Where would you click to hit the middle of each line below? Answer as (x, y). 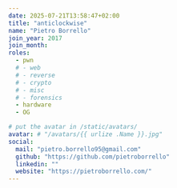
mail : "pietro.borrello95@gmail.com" (78, 149)
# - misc (30, 90)
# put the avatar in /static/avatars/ (73, 127)
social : (21, 142)
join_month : (28, 46)
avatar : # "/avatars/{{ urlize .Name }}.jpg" (85, 134)
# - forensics (39, 98)
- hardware (34, 105)
